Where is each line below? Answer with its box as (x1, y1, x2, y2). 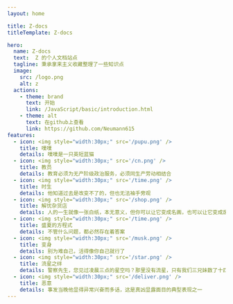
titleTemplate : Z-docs (7, 29, 73, 36)
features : (7, 132, 36, 138)
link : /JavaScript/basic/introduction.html (25, 106, 154, 113)
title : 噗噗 (19, 145, 52, 152)
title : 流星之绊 (19, 260, 62, 267)
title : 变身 (19, 241, 52, 248)
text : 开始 (25, 100, 55, 107)
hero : (7, 42, 23, 48)
